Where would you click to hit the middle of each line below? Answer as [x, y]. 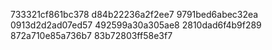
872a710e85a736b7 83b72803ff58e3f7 [91, 35]
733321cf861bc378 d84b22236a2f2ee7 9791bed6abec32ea [134, 14]
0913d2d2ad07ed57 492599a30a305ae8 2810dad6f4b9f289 [136, 25]
